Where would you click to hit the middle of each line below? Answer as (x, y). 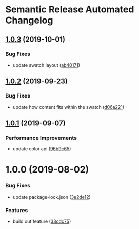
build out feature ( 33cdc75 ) (42, 221)
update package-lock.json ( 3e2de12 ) (52, 197)
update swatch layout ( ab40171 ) (46, 65)
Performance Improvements (41, 138)
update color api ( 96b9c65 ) (42, 149)
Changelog (29, 20)
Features (17, 210)
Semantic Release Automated (70, 9)
